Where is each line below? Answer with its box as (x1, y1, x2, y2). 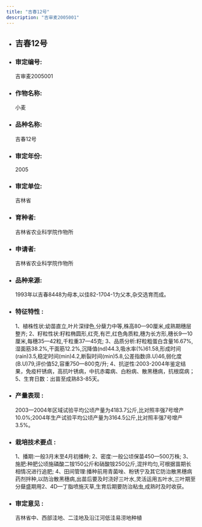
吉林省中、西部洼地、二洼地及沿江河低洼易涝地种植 (14, 514, 142, 522)
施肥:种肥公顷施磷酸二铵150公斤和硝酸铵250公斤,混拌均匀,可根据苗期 (14, 460, 186, 467)
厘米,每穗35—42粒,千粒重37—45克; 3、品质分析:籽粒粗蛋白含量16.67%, (14, 337, 194, 345)
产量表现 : (14, 391, 44, 400)
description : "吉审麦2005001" (6, 14, 80, 20)
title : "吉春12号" (6, 8, 50, 15)
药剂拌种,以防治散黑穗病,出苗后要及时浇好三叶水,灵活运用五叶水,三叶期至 (14, 475, 196, 482)
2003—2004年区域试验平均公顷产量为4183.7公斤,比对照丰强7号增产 (14, 406, 185, 413)
